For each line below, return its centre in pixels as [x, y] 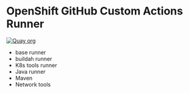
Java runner [30, 71]
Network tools [33, 84]
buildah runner [34, 59]
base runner [30, 52]
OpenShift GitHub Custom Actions [95, 11]
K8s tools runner [36, 65]
